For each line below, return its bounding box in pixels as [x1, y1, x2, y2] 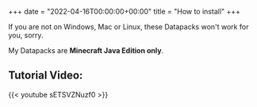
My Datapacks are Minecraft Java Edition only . [8, 46, 164, 55]
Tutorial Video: [8, 69, 83, 82]
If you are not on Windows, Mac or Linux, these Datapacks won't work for [8, 22, 249, 31]
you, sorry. [8, 31, 44, 40]
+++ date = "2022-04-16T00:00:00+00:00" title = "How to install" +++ [8, 7, 240, 16]
